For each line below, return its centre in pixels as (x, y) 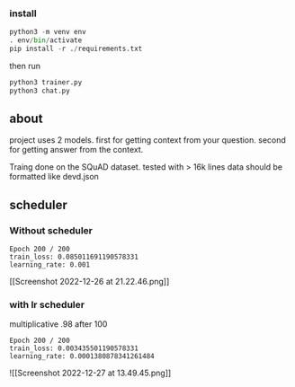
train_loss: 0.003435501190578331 (74, 348)
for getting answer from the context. (76, 150)
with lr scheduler (47, 305)
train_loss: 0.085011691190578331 (74, 257)
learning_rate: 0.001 (50, 265)
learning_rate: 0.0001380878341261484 (82, 356)
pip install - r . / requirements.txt (76, 49)
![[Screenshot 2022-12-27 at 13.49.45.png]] (90, 373)
